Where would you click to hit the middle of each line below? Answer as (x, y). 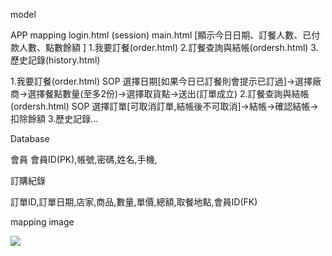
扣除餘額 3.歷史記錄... (54, 118)
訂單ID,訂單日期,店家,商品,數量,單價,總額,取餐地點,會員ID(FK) (134, 202)
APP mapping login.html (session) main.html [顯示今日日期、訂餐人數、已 (161, 35)
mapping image (42, 222)
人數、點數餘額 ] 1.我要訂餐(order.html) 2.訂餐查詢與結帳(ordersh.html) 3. (168, 47)
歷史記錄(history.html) (55, 60)
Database (30, 138)
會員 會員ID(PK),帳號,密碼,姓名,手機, (84, 159)
